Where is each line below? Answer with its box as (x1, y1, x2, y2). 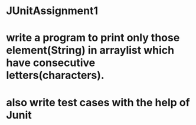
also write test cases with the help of (6, 96, 190, 109)
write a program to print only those (6, 31, 180, 45)
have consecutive (6, 56, 96, 70)
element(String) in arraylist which (6, 44, 175, 57)
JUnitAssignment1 (6, 4, 99, 18)
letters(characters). (6, 69, 104, 82)
